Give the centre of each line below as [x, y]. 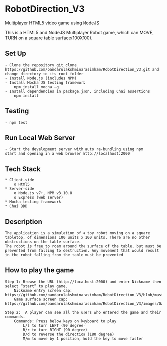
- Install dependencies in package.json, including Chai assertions [78, 91]
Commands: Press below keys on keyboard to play [65, 321]
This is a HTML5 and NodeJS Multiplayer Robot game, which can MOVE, [80, 32]
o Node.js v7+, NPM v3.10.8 [43, 193]
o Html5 [22, 185]
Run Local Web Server [40, 137]
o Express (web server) [39, 198]
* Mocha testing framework [33, 202]
